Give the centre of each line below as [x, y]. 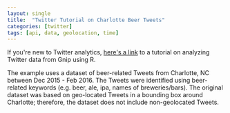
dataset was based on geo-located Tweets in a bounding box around [105, 95]
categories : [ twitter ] [40, 26]
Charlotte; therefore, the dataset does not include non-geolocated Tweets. [113, 102]
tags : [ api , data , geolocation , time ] [63, 33]
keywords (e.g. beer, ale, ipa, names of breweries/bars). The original [126, 88]
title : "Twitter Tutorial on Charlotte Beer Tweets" [86, 20]
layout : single [29, 13]
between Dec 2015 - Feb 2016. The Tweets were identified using [99, 81]
